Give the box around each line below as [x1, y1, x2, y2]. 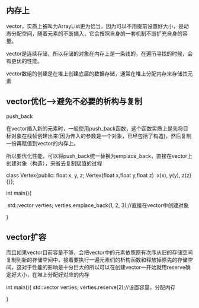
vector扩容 [6, 232, 46, 242]
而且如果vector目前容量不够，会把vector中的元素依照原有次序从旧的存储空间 [6, 249, 193, 256]
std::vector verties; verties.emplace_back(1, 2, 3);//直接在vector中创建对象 [7, 201, 189, 209]
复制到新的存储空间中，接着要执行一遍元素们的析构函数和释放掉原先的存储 [6, 256, 188, 263]
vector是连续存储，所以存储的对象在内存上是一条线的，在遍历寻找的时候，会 [6, 50, 193, 57]
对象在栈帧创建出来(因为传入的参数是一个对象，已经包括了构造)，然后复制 [11, 132, 192, 139]
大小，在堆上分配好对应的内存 [16, 271, 89, 278]
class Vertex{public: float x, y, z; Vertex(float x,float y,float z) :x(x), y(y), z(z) [6, 172, 191, 179]
